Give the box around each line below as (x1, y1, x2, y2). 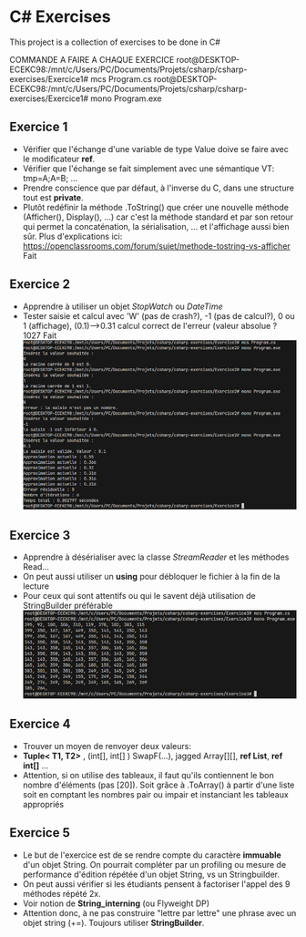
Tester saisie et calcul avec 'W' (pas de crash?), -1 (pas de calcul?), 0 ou (22, 310, 295, 321)
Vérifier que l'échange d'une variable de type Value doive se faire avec (22, 143, 289, 154)
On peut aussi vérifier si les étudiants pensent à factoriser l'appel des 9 (22, 878, 291, 890)
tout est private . (22, 191, 84, 202)
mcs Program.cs (90, 73, 152, 84)
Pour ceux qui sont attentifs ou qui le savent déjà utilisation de (22, 591, 257, 602)
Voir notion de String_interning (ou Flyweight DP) (22, 898, 210, 909)
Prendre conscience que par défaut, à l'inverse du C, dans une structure (22, 182, 294, 193)
